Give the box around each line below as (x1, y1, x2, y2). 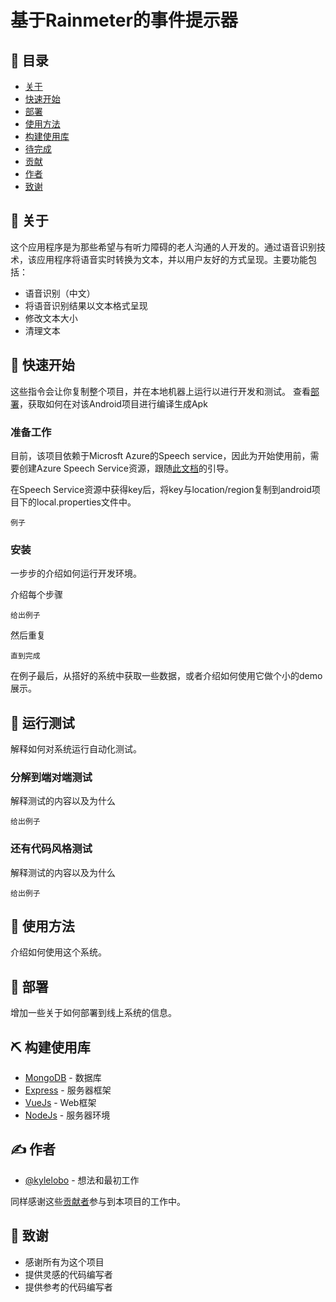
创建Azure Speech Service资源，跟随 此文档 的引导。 (18, 462, 234, 474)
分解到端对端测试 (10, 770, 93, 784)
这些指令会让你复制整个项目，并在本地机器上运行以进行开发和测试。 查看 (10, 385, 311, 397)
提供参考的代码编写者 (24, 1281, 113, 1293)
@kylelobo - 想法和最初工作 (24, 1174, 140, 1186)
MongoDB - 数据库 (24, 1072, 102, 1084)
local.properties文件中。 (36, 496, 137, 508)
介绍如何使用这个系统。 (10, 946, 107, 958)
